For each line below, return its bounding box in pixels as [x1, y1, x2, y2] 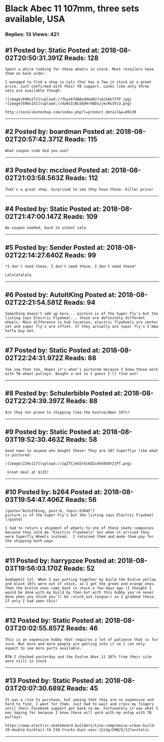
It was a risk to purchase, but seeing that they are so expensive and [5, 697, 154, 702]
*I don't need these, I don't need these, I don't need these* [5, 264, 137, 269]
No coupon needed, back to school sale [5, 225, 86, 231]
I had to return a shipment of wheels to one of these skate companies [5, 526, 154, 530]
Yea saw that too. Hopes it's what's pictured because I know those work [5, 367, 159, 372]
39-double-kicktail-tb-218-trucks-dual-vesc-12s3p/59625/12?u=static [5, 727, 150, 732]
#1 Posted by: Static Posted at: [5, 46, 100, 54]
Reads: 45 [66, 684, 99, 692]
